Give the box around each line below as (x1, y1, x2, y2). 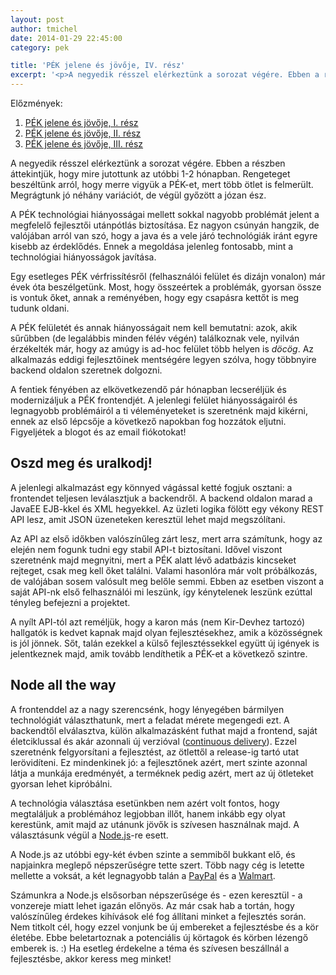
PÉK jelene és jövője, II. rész (24, 127, 142, 139)
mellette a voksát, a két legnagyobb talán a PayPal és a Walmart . (10, 869, 276, 881)
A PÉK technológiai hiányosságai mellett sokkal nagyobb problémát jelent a (10, 209, 320, 220)
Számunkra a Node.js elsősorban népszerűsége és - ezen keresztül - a (10, 889, 303, 901)
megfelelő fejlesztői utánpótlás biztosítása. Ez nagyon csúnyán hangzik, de (10, 219, 320, 231)
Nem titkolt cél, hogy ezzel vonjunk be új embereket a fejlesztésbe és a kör (10, 921, 319, 933)
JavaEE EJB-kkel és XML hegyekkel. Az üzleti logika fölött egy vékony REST (10, 502, 324, 515)
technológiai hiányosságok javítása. (10, 251, 157, 263)
